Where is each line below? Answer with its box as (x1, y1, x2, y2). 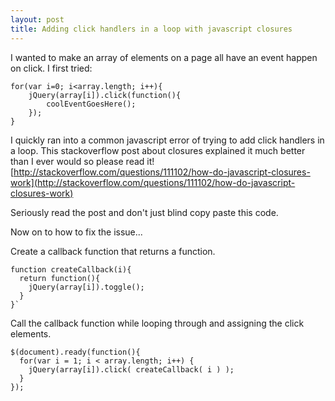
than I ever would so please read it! (10, 155, 155, 167)
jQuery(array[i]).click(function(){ (28, 90, 182, 100)
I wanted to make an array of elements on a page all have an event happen (10, 51, 318, 63)
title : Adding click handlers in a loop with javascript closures (10, 24, 293, 34)
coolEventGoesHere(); (46, 99, 137, 109)
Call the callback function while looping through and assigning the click (10, 317, 305, 329)
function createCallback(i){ (10, 264, 132, 275)
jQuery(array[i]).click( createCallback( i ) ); (28, 364, 235, 375)
